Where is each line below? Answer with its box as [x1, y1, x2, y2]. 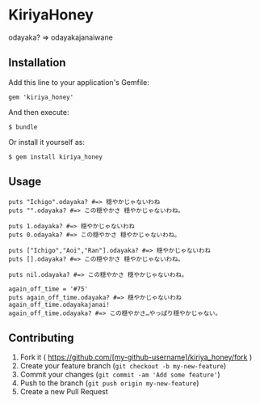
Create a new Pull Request [19, 387, 109, 397]
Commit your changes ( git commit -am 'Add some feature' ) [19, 370, 220, 380]
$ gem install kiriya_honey [8, 152, 103, 161]
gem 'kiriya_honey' [8, 93, 74, 101]
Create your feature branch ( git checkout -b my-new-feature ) [19, 361, 227, 371]
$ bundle [8, 123, 38, 131]
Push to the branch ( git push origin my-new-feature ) [19, 378, 199, 388]
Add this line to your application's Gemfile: [8, 77, 149, 87]
